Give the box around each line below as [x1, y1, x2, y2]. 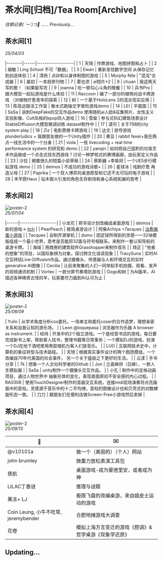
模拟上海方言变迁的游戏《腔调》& [76, 524, 152, 531]
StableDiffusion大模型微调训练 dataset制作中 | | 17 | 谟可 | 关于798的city [5, 121, 149, 127]
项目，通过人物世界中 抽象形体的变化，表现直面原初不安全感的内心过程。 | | [5, 373, 156, 380]
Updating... [5, 548, 40, 556]
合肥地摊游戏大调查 [76, 512, 120, 519]
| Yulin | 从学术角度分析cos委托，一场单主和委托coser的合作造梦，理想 [5, 319, 147, 325]
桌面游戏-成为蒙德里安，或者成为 [76, 467, 152, 473]
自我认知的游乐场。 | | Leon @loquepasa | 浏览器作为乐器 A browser [17, 325, 154, 331]
